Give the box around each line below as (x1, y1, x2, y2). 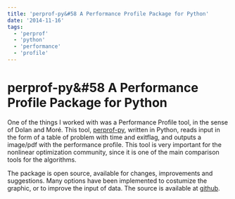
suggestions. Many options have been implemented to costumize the (7, 176, 208, 185)
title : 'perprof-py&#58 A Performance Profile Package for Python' (7, 10, 210, 18)
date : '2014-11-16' (7, 17, 65, 24)
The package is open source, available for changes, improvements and (7, 169, 213, 177)
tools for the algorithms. (7, 155, 77, 164)
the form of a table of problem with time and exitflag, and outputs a (7, 133, 202, 141)
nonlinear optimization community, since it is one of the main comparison (7, 148, 220, 156)
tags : (7, 23, 23, 30)
